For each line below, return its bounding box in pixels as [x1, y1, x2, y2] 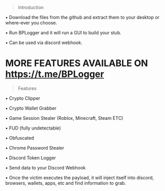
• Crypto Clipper [5, 95, 40, 101]
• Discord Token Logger [5, 155, 56, 161]
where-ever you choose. [5, 20, 57, 26]
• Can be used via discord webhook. [5, 39, 83, 46]
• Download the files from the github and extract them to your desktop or [5, 14, 160, 20]
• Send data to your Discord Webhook [5, 164, 86, 171]
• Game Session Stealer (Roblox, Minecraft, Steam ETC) [5, 115, 123, 121]
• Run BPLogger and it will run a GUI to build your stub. [5, 30, 121, 35]
